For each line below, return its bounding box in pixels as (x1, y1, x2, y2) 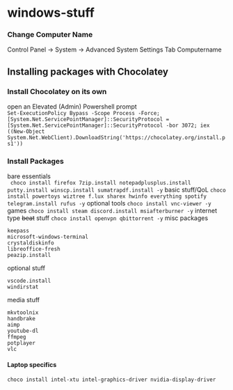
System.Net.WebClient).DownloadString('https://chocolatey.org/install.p (7, 134, 226, 141)
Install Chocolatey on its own (7, 86, 107, 96)
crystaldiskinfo (7, 240, 54, 247)
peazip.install (7, 252, 51, 259)
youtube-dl (7, 327, 39, 335)
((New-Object (7, 128, 45, 135)
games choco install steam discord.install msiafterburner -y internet (7, 207, 218, 215)
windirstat (7, 283, 39, 290)
